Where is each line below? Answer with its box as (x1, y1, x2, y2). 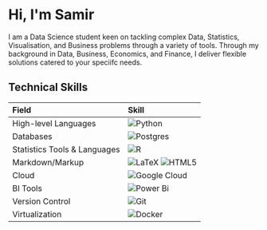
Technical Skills (8, 81, 88, 94)
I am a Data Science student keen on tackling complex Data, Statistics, (8, 32, 240, 42)
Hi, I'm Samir (8, 6, 95, 24)
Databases (12, 130, 53, 141)
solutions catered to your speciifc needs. (8, 57, 143, 67)
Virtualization (12, 208, 62, 220)
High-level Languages (12, 117, 96, 129)
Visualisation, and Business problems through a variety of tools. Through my (8, 40, 259, 50)
